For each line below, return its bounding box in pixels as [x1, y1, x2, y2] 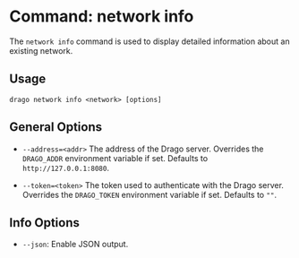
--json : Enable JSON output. [21, 239, 129, 250]
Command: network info [9, 6, 194, 27]
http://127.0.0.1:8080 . [21, 162, 110, 173]
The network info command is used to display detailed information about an [9, 36, 290, 47]
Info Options [9, 215, 81, 230]
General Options [9, 119, 103, 135]
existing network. [9, 45, 73, 56]
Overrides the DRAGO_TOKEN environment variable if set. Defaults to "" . [21, 189, 278, 200]
